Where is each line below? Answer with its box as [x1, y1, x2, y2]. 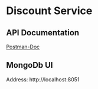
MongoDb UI [6, 60, 53, 70]
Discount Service [6, 4, 93, 18]
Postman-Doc [6, 43, 40, 50]
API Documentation [6, 28, 80, 38]
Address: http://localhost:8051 [6, 75, 80, 83]
